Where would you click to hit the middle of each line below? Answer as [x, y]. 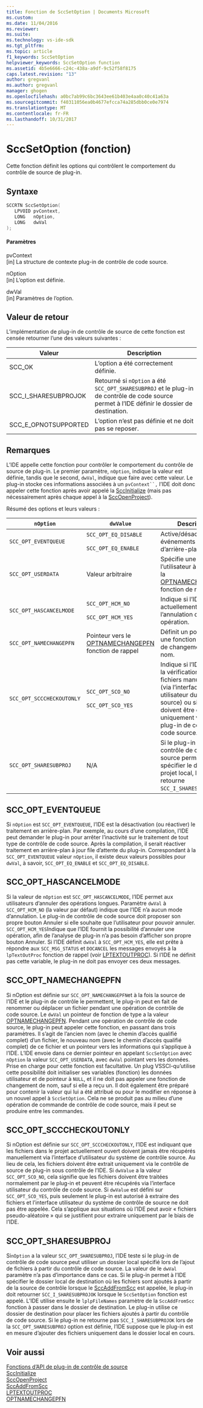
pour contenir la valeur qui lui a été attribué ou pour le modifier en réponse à [101, 1092]
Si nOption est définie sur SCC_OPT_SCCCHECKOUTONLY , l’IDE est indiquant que [99, 1145]
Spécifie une [178, 559]
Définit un [174, 632]
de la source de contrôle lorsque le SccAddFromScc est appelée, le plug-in [100, 1288]
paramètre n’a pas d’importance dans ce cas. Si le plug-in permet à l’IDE [96, 1275]
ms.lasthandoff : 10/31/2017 [42, 119]
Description [144, 353]
